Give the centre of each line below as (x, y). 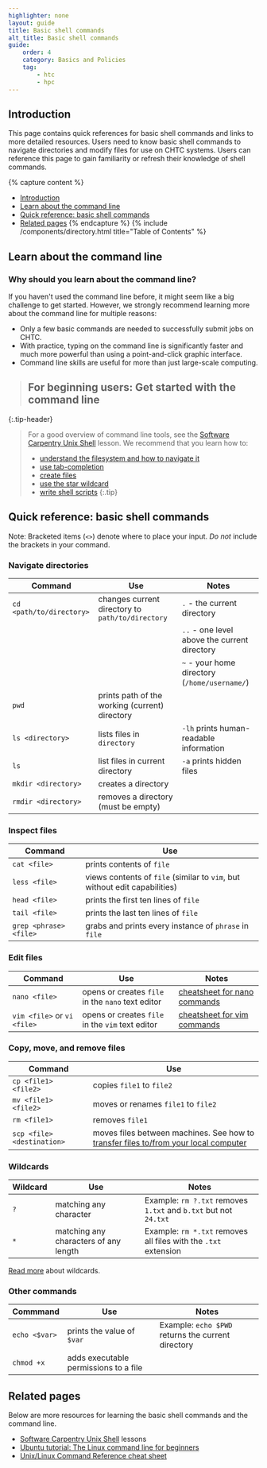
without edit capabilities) (131, 887)
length (67, 1251)
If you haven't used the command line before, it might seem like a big (121, 296)
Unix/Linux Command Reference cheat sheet (93, 1456)
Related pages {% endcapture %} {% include (94, 223)
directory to (120, 608)
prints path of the (130, 695)
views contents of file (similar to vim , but (163, 877)
